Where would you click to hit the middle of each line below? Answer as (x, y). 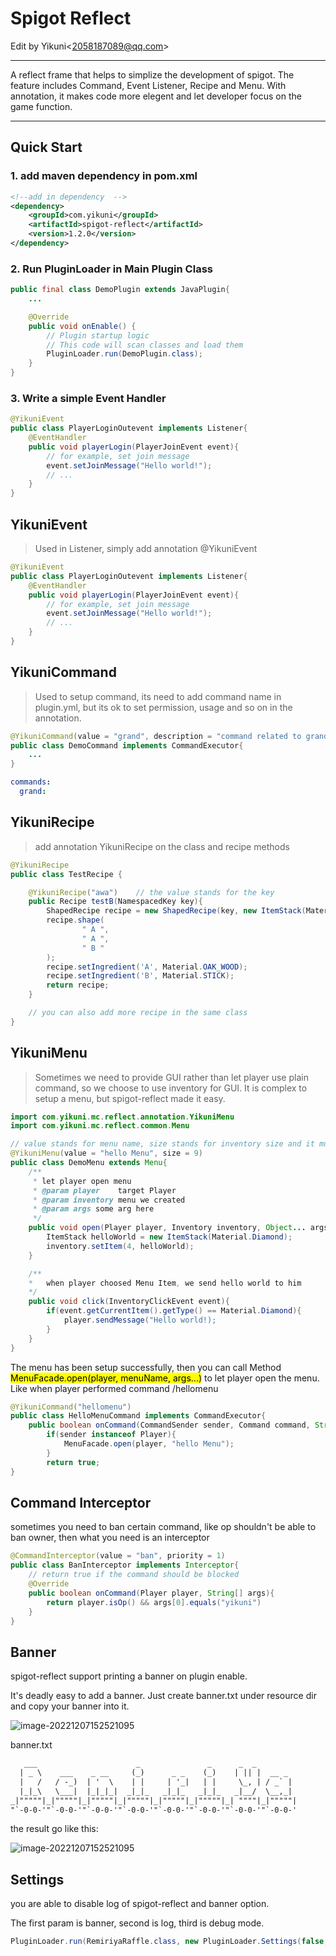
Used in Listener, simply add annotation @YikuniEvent (146, 549)
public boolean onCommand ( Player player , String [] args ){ (151, 1593)
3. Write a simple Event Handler (88, 398)
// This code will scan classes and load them (145, 345)
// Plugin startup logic (98, 335)
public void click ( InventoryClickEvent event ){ (129, 1302)
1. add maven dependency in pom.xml (104, 176)
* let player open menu (82, 1181)
